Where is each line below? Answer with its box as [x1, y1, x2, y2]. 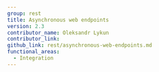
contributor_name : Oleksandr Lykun [7, 29, 109, 36]
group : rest [7, 10, 41, 17]
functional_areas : [7, 49, 60, 56]
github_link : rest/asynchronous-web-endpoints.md [7, 42, 153, 49]
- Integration [13, 55, 54, 62]
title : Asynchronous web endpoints [7, 16, 109, 23]
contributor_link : [7, 36, 60, 43]
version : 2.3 [7, 23, 45, 29]
